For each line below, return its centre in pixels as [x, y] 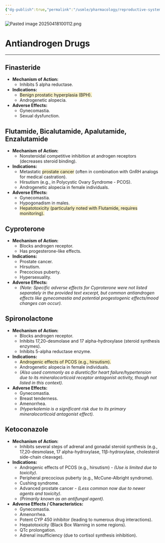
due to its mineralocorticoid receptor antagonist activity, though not [88, 377]
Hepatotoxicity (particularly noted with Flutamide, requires [78, 208]
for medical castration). [43, 177]
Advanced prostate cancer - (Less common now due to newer [82, 488]
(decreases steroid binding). [48, 161]
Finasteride [23, 68]
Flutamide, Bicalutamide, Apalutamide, [66, 131]
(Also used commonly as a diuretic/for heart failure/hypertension [85, 372]
